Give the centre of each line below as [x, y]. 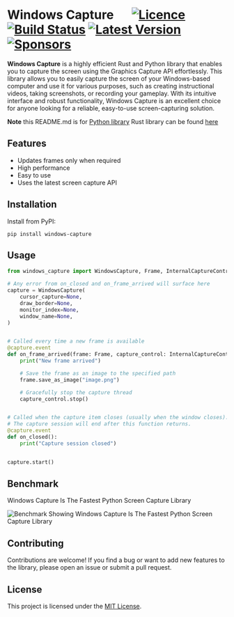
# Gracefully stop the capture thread [76, 392]
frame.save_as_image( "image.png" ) [70, 380]
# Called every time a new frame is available [76, 341]
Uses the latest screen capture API [67, 182]
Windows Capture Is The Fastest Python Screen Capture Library [99, 501]
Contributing [36, 543]
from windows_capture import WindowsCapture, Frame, [85, 272]
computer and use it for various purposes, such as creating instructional [111, 86]
